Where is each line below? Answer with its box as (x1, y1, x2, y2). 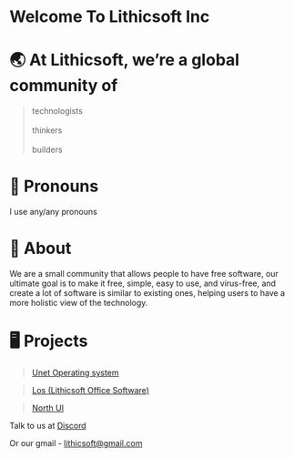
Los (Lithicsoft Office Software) (31, 384, 150, 395)
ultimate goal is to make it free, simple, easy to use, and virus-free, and (9, 278, 276, 289)
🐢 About (9, 239, 72, 259)
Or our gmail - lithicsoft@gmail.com (9, 437, 143, 448)
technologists (31, 106, 84, 117)
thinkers (31, 125, 63, 136)
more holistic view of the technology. (9, 298, 148, 308)
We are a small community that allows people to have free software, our (9, 269, 279, 279)
